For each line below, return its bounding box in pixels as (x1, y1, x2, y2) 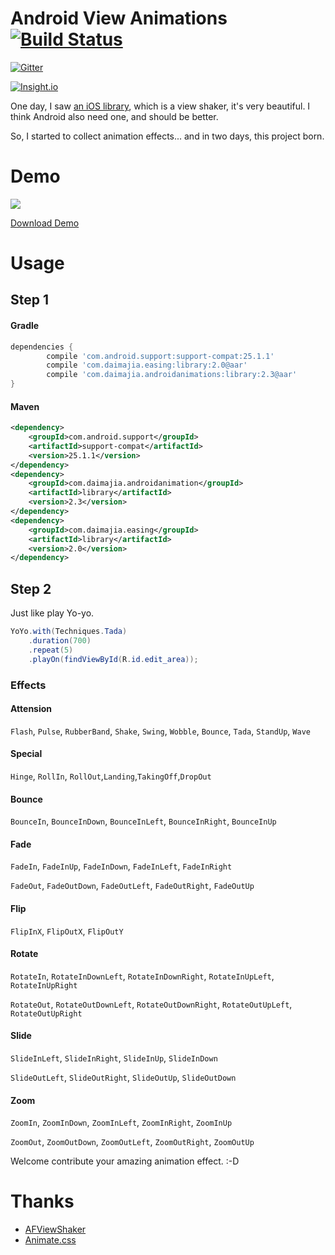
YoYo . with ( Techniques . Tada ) (10, 627, 128, 637)
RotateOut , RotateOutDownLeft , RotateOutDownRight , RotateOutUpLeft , (10, 998, 293, 1010)
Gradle (10, 320, 40, 332)
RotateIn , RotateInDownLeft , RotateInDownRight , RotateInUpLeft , (10, 970, 275, 982)
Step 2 (10, 580, 52, 597)
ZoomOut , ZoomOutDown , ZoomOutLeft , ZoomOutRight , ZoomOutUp (10, 1136, 255, 1148)
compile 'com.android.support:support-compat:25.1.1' (46, 351, 275, 361)
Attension (10, 703, 53, 715)
